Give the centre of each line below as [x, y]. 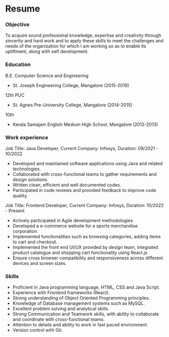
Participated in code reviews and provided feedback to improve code [84, 190]
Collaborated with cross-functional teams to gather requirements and [84, 174]
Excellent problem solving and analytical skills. [61, 309]
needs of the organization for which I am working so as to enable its [76, 46]
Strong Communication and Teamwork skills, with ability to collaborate [86, 314]
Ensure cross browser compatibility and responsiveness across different [88, 258]
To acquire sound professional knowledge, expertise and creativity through [83, 35]
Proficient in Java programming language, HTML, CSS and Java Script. [86, 287]
